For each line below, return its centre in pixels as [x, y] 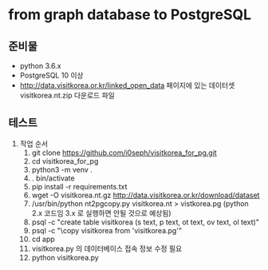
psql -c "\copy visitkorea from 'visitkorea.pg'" [106, 230]
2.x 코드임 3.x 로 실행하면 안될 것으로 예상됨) [101, 212]
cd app [43, 239]
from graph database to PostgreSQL [130, 15]
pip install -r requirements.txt [79, 186]
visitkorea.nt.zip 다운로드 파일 [67, 95]
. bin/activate [53, 178]
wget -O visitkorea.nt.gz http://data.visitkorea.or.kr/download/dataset [146, 195]
